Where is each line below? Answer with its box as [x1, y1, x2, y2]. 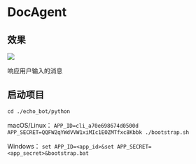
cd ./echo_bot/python [7, 107, 71, 115]
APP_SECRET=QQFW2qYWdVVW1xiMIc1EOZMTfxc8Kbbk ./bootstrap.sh [7, 128, 190, 136]
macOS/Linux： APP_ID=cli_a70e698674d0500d [7, 121, 139, 129]
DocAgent [7, 4, 67, 20]
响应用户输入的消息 [7, 67, 63, 75]
